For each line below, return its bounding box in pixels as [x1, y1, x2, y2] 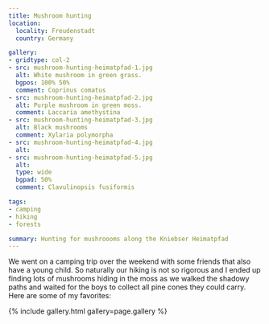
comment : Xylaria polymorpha [15, 131, 114, 139]
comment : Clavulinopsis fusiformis [15, 183, 135, 191]
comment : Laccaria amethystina [15, 109, 121, 117]
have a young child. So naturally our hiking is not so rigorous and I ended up [8, 265, 261, 275]
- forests [8, 220, 42, 228]
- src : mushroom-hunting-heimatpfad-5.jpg [8, 154, 153, 162]
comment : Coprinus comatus [15, 86, 106, 94]
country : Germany [15, 34, 74, 43]
